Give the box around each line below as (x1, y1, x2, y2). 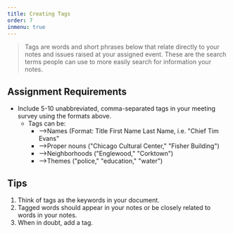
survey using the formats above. (17, 112, 111, 121)
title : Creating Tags (7, 10, 71, 18)
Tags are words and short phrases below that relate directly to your (24, 43, 220, 51)
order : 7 (7, 17, 33, 24)
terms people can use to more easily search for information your (24, 58, 212, 66)
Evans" (38, 135, 60, 143)
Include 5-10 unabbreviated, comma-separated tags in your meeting (17, 104, 216, 113)
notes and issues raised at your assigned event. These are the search (24, 50, 227, 58)
